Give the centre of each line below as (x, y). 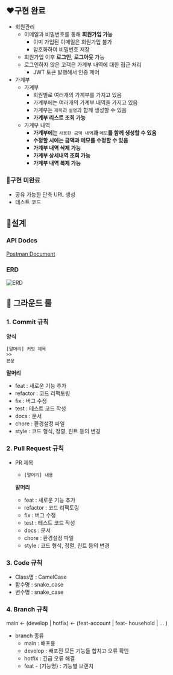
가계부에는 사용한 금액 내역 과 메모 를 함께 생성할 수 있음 (95, 133)
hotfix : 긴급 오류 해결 (49, 658)
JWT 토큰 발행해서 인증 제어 (66, 72)
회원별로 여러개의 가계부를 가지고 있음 (77, 95)
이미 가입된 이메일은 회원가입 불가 (73, 42)
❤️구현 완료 (26, 11)
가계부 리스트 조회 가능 (59, 118)
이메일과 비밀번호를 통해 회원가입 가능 (68, 34)
